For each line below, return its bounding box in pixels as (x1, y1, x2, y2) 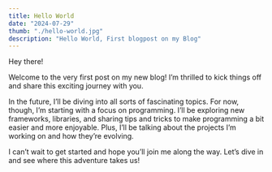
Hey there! (8, 57, 44, 67)
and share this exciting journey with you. (8, 81, 144, 91)
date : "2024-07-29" (8, 19, 75, 28)
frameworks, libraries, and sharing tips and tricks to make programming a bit (8, 114, 265, 124)
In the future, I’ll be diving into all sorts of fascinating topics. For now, (8, 97, 240, 106)
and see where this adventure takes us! (8, 156, 140, 166)
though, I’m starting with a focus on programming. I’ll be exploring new (8, 105, 245, 115)
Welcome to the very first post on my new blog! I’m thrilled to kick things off (8, 72, 262, 82)
